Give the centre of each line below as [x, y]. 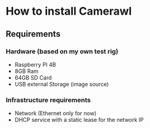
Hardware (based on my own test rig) [62, 51]
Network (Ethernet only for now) [55, 113]
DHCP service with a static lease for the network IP [79, 120]
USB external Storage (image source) [62, 84]
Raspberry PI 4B [35, 64]
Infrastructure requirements [48, 100]
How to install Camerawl [69, 11]
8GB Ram [27, 71]
